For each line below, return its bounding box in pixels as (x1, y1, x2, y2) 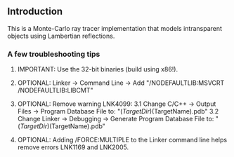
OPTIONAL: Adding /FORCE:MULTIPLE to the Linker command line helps (17, 136, 227, 144)
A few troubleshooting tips (7, 49, 100, 59)
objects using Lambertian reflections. (7, 32, 115, 40)
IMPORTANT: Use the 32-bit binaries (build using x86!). (17, 65, 178, 74)
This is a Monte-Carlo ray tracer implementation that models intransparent (7, 24, 223, 32)
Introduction (7, 6, 63, 18)
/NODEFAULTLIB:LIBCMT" (17, 86, 93, 95)
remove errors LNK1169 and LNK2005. (17, 143, 129, 151)
